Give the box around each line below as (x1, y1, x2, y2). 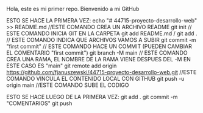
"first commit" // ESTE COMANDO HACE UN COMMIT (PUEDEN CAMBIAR (6, 43, 192, 50)
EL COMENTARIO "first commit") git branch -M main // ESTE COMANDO (6, 49, 188, 56)
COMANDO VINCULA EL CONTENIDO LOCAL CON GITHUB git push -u (6, 75, 185, 82)
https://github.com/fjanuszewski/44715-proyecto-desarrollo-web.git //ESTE (6, 69, 197, 75)
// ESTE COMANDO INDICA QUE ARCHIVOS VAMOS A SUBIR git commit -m (6, 36, 196, 43)
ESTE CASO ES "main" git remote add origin (6, 62, 117, 69)
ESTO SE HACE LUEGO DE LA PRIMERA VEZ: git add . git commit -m (6, 94, 178, 100)
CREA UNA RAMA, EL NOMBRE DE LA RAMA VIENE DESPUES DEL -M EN (6, 56, 191, 63)
